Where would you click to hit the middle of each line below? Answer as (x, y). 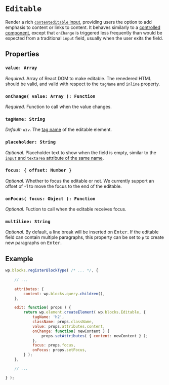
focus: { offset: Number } (38, 170)
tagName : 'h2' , (48, 317)
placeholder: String (31, 142)
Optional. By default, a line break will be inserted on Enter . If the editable (82, 232)
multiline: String (28, 222)
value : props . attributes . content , (69, 326)
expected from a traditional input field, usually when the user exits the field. (84, 38)
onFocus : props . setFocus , (59, 350)
